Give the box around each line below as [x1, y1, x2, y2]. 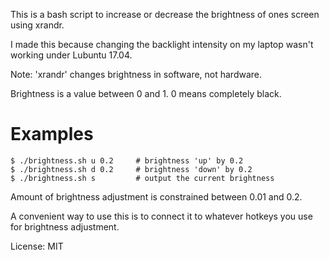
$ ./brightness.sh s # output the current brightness [10, 173, 275, 183]
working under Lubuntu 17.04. [10, 49, 133, 61]
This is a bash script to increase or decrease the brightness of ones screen [10, 9, 320, 20]
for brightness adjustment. [10, 220, 120, 233]
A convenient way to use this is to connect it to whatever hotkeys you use [10, 210, 313, 222]
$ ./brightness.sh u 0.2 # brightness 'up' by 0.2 [10, 155, 244, 166]
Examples [10, 123, 94, 146]
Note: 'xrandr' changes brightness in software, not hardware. [10, 69, 263, 80]
